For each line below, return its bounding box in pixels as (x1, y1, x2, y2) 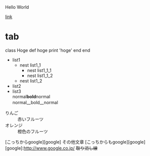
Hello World (5, 4, 29, 10)
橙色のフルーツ (17, 128, 48, 134)
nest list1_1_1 (27, 67, 52, 73)
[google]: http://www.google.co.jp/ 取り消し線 (5, 145, 98, 151)
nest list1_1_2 (27, 73, 53, 78)
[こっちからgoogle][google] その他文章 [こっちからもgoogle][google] (5, 139, 146, 145)
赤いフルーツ (17, 116, 44, 122)
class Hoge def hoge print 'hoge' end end (5, 47, 91, 53)
